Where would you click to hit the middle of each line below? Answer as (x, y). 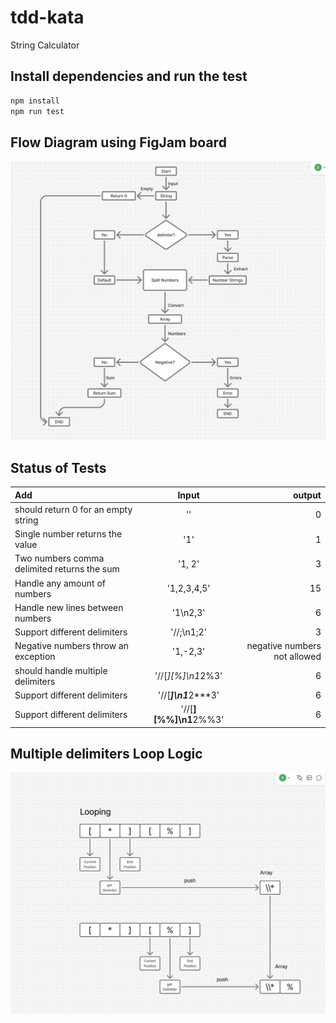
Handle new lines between (69, 607)
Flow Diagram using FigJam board (118, 142)
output (307, 495)
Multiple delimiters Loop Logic (106, 753)
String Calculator (45, 45)
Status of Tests (58, 467)
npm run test (37, 111)
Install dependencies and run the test (129, 76)
